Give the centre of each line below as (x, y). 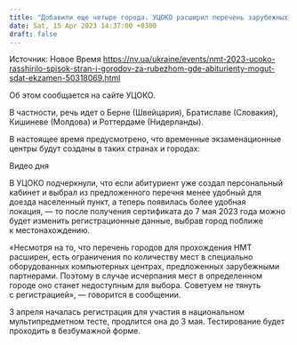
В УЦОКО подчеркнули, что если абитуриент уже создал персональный (146, 183)
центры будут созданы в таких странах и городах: (104, 148)
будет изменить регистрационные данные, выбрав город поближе (136, 221)
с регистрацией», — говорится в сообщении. (95, 295)
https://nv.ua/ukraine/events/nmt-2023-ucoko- (189, 60)
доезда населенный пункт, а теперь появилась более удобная (128, 202)
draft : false (33, 34)
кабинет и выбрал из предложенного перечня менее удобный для (136, 193)
